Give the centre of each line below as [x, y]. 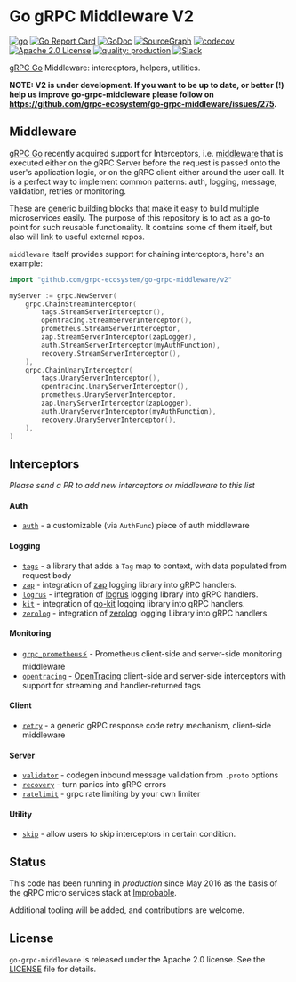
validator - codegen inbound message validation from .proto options [150, 775]
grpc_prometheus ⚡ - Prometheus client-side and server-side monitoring [152, 653]
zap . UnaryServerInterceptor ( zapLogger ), [117, 403]
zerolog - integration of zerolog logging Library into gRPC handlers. [145, 613]
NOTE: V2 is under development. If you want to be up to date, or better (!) [147, 85]
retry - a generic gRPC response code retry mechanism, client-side [147, 725]
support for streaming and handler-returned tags [112, 685]
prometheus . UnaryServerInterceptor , [109, 395]
